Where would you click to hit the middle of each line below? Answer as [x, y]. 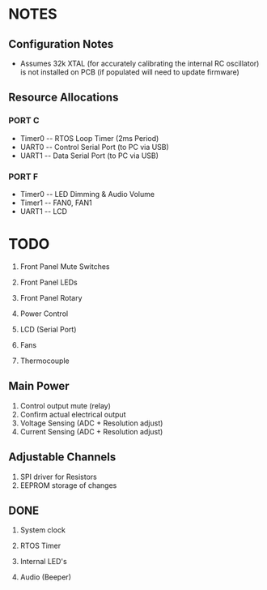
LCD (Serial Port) [48, 329]
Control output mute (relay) [66, 405]
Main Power [39, 386]
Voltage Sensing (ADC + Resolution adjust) [91, 423]
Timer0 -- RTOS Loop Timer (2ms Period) [89, 138]
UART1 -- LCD [43, 211]
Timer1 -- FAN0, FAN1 [56, 203]
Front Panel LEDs [49, 282]
